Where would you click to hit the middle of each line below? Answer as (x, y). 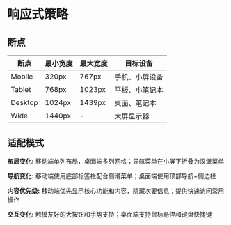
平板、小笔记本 (139, 90)
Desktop (24, 103)
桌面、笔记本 (135, 103)
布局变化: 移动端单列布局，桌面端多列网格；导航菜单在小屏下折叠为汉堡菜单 (116, 161)
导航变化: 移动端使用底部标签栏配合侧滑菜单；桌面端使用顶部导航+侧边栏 (112, 176)
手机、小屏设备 (139, 77)
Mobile (22, 76)
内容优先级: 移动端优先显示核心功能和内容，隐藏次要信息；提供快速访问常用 (116, 191)
